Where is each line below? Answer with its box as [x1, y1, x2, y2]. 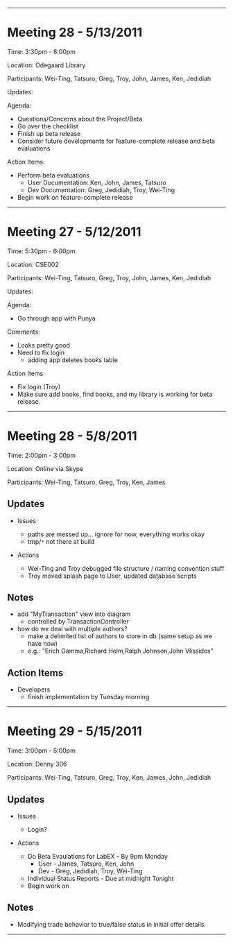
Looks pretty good [17, 341, 71, 349]
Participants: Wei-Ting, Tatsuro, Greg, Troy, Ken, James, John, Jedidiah [7, 773, 212, 782]
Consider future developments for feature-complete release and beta [17, 137, 216, 145]
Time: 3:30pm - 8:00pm [7, 47, 76, 55]
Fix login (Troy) [17, 382, 61, 391]
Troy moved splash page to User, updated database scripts [27, 572, 197, 580]
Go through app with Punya [17, 314, 96, 323]
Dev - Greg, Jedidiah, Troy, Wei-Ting [37, 867, 143, 875]
